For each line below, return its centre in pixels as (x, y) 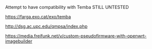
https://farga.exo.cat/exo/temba (38, 17)
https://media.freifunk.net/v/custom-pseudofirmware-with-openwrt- (76, 36)
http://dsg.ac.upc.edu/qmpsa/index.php (46, 26)
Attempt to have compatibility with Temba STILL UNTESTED (67, 7)
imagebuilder (19, 41)
